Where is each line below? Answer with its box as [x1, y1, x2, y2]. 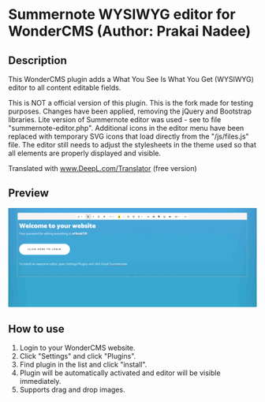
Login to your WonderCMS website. [19, 343, 136, 352]
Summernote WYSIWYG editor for [8, 6, 236, 24]
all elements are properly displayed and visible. [8, 148, 162, 158]
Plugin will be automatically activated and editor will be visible [19, 368, 221, 378]
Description [8, 54, 67, 67]
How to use [8, 322, 65, 336]
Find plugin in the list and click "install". [19, 360, 147, 370]
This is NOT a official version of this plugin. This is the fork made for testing [8, 99, 254, 107]
